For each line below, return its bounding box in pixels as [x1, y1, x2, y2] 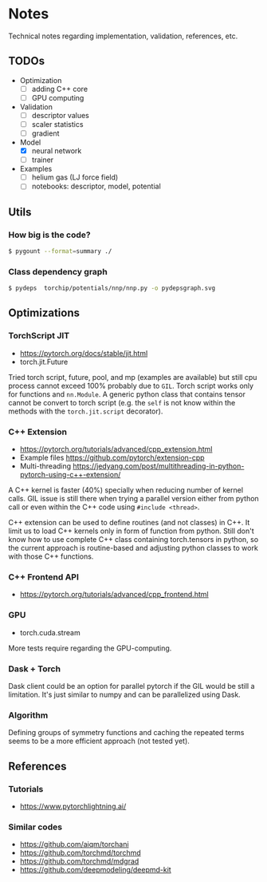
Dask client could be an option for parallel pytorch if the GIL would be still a [8, 681, 255, 690]
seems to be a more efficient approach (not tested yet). [8, 736, 190, 746]
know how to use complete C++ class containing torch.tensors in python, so [8, 535, 259, 544]
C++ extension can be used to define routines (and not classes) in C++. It [8, 518, 250, 528]
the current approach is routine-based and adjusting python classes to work [8, 544, 259, 553]
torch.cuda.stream [19, 627, 81, 637]
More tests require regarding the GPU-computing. [8, 643, 172, 653]
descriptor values [31, 110, 89, 120]
